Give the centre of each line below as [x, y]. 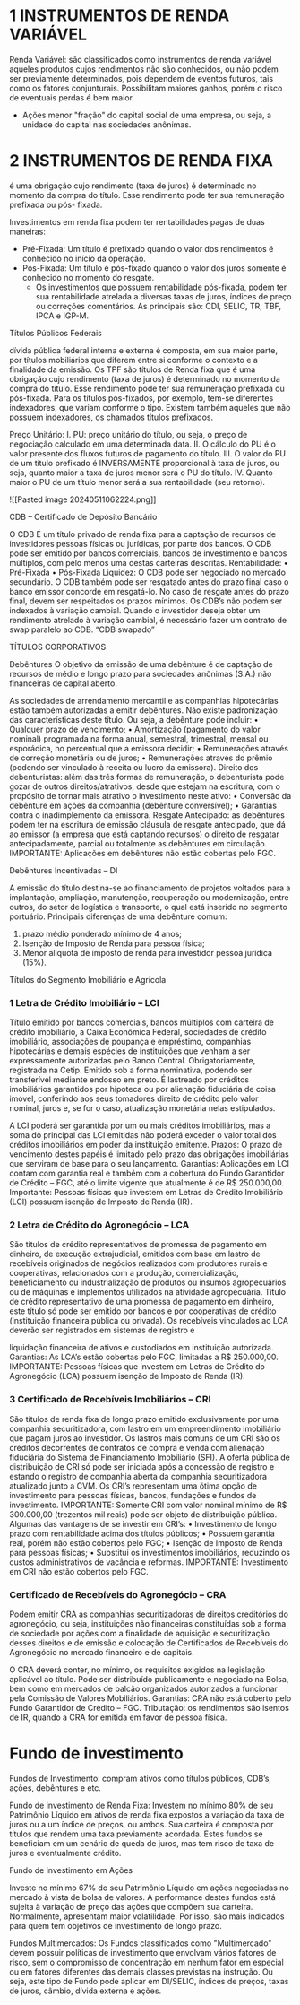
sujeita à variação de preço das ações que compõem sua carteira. [131, 1907]
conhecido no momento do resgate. [88, 277]
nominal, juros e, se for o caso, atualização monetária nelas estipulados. [142, 1108]
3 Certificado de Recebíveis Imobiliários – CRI [110, 1400]
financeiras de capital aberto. [64, 683]
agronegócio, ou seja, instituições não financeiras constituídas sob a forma [148, 1624]
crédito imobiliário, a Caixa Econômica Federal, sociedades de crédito [138, 1032]
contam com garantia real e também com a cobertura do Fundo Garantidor [147, 1173]
